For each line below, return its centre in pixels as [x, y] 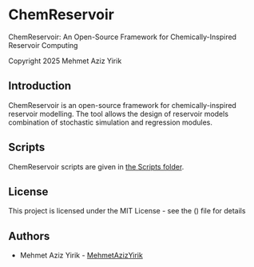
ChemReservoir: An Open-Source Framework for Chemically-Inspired [123, 37]
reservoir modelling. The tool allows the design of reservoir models [119, 114]
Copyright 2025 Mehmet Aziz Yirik [65, 61]
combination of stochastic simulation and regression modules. [111, 122]
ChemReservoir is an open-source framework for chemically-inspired [123, 105]
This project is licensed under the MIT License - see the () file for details [127, 211]
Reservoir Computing [43, 45]
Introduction [40, 86]
